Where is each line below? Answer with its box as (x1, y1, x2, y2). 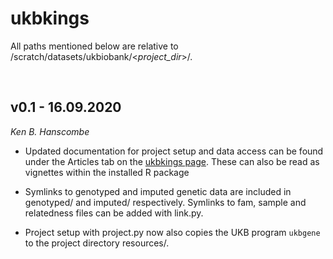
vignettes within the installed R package (24, 166, 190, 178)
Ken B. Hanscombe (10, 125, 90, 137)
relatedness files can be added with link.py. (24, 207, 204, 219)
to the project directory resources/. (24, 237, 170, 249)
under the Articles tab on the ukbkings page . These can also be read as (24, 155, 320, 167)
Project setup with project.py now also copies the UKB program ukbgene (24, 226, 321, 238)
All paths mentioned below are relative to (10, 40, 179, 52)
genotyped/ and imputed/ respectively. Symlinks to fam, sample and (24, 196, 307, 208)
